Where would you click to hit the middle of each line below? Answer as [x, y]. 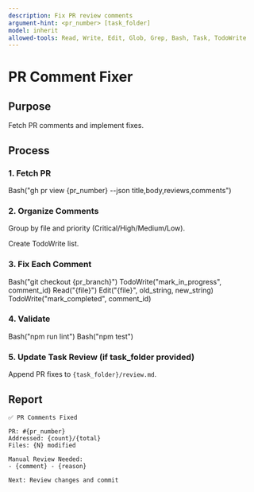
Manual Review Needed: [46, 459]
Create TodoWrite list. [44, 244]
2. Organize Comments [54, 211]
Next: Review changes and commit [63, 480]
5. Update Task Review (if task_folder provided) [102, 357]
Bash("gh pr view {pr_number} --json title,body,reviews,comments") [120, 190]
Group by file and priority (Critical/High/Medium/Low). [96, 228]
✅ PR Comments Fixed [43, 417]
